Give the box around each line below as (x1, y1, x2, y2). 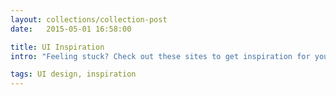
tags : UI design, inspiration (10, 69, 137, 80)
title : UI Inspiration (10, 42, 105, 52)
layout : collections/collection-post (10, 14, 168, 25)
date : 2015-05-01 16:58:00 (10, 24, 132, 34)
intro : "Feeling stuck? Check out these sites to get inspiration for (10, 51, 311, 61)
